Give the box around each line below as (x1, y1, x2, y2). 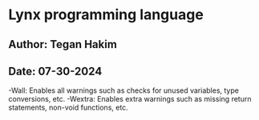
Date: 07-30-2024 (8, 64, 103, 78)
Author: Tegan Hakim (8, 38, 118, 51)
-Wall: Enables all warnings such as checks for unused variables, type (8, 86, 239, 95)
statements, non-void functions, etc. (8, 102, 128, 113)
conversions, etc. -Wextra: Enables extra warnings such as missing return (8, 94, 252, 104)
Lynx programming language (8, 6, 204, 24)
